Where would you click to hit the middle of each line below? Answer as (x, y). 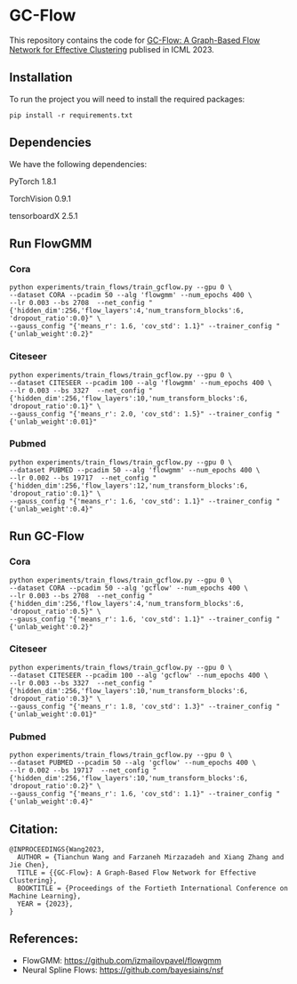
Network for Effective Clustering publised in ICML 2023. (112, 49)
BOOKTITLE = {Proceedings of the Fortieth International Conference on (153, 888)
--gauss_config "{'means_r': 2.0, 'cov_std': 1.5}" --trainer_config (141, 414)
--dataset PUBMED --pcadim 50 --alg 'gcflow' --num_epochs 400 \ (132, 763)
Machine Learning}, (45, 896)
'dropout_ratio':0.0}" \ (55, 319)
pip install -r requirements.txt (71, 115)
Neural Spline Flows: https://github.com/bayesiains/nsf (123, 970)
